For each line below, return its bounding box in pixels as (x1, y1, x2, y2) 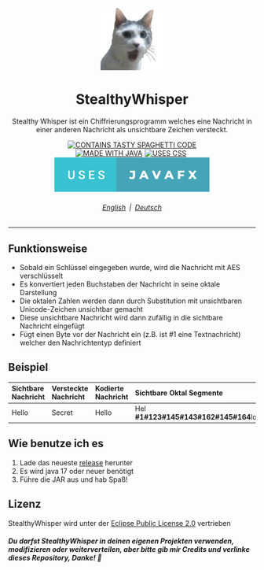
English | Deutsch (101, 202, 163, 212)
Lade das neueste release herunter (19, 457, 134, 467)
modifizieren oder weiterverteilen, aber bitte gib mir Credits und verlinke (8, 545, 250, 554)
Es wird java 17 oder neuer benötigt (19, 466, 134, 476)
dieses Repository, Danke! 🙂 (8, 553, 102, 563)
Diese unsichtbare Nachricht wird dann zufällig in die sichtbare (19, 313, 224, 322)
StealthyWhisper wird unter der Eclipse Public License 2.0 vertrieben (8, 518, 231, 527)
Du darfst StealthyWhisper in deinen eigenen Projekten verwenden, (8, 536, 234, 546)
